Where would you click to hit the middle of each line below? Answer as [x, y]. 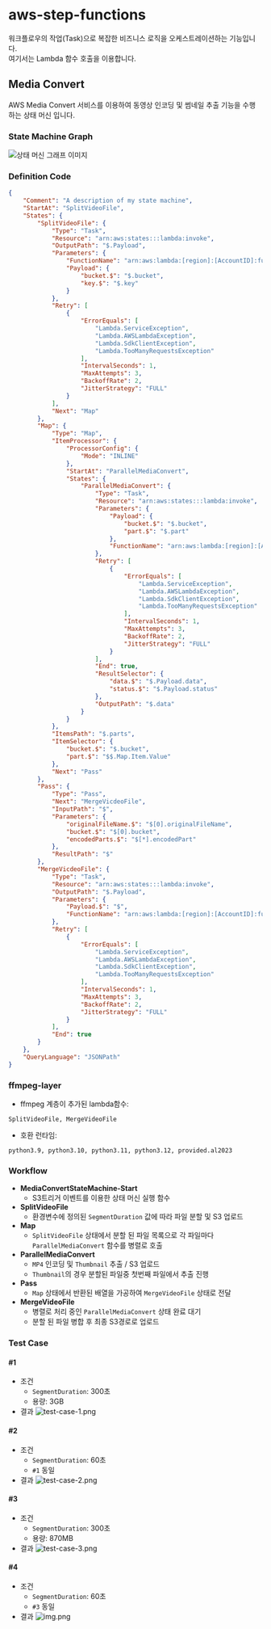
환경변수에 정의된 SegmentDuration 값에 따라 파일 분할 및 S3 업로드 [138, 1217]
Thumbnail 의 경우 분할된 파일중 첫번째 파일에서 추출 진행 [121, 1274]
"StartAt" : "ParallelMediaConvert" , [127, 471]
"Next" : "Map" [75, 411]
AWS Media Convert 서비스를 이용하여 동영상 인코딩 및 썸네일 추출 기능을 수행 [132, 105]
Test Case [28, 1343]
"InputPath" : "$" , [82, 810]
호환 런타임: [39, 1135]
